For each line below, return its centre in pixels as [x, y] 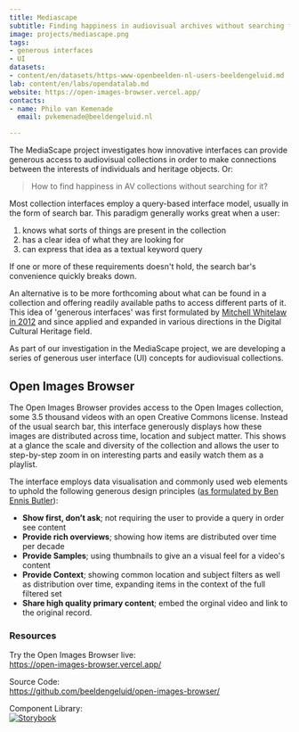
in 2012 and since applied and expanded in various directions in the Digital [145, 322]
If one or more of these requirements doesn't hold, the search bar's [133, 267]
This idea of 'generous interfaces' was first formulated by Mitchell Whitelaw [148, 312]
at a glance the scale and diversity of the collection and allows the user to [144, 445]
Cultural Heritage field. [51, 332]
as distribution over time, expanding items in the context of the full [143, 584]
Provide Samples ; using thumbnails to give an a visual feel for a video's [154, 555]
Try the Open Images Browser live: [73, 655]
